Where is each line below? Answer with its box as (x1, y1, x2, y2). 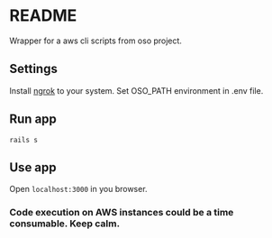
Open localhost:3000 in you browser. (9, 184, 148, 195)
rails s (9, 135, 39, 144)
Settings (9, 61, 59, 77)
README (9, 5, 77, 26)
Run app (9, 112, 57, 127)
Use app (9, 160, 57, 175)
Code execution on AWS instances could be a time (9, 206, 234, 219)
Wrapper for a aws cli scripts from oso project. (9, 35, 183, 46)
